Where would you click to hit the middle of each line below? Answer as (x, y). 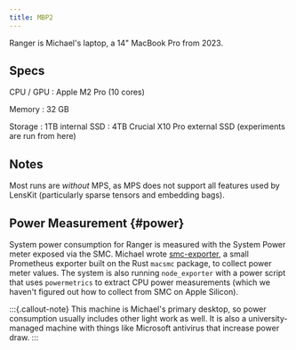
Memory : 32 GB (39, 110)
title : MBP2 (31, 17)
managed (27, 328)
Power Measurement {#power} (97, 223)
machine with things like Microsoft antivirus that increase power (163, 328)
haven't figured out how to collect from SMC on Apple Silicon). (124, 292)
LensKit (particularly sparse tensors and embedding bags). (117, 195)
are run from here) (43, 136)
